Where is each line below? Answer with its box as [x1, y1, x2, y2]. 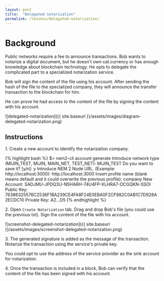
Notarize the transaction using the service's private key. [5, 241, 118, 247]
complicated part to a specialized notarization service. [5, 69, 115, 75]
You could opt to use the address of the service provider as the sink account [5, 251, 160, 256]
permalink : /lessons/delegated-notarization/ [5, 16, 99, 21]
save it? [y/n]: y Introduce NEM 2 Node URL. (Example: [5, 166, 116, 172]
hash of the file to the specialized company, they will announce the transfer [5, 84, 157, 90]
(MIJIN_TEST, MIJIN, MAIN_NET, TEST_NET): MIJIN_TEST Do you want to [5, 160, 153, 167]
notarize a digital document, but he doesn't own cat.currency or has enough [5, 59, 159, 65]
